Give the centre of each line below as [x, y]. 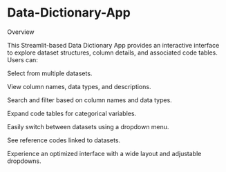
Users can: [22, 59]
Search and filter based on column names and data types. [90, 100]
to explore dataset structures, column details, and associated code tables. [112, 52]
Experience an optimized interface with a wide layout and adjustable [104, 153]
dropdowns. [24, 161]
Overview [21, 32]
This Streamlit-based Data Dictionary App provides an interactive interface [113, 45]
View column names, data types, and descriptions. [79, 86]
